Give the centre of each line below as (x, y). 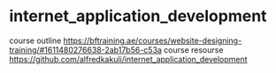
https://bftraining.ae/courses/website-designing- (153, 40)
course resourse (193, 49)
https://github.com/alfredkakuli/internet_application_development (128, 59)
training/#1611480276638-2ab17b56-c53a (85, 49)
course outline (35, 40)
